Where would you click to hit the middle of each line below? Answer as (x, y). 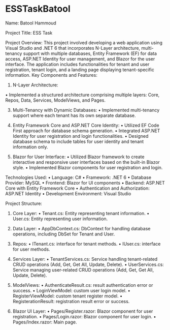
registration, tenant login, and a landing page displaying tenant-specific (80, 70)
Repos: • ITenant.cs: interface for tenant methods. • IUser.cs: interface (87, 244)
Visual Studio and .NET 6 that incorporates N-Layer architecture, (73, 48)
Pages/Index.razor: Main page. (45, 322)
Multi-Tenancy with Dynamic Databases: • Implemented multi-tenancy (86, 110)
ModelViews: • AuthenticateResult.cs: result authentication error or (83, 285)
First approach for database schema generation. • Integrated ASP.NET (86, 131)
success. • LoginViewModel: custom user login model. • (71, 290)
